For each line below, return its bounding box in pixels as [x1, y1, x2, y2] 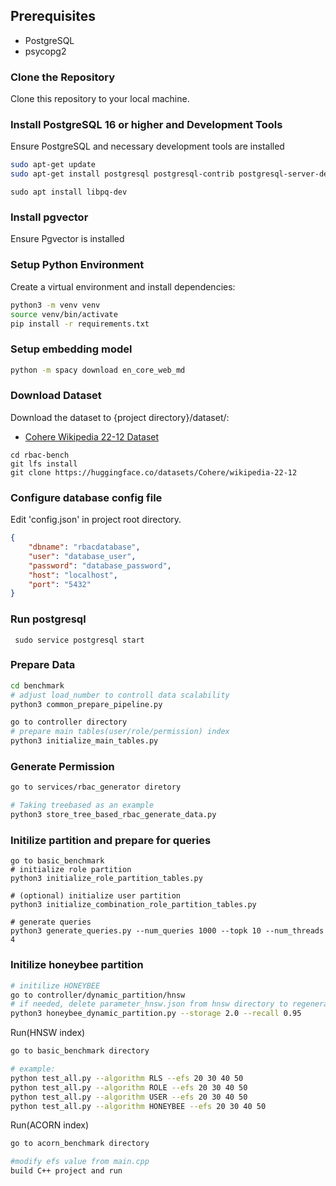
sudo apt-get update [10, 160, 97, 170]
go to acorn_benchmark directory [10, 1139, 150, 1149]
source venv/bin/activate [10, 309, 118, 319]
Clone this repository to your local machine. [10, 93, 190, 105]
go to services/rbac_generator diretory [10, 782, 182, 793]
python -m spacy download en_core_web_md [10, 365, 186, 375]
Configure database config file [10, 490, 163, 504]
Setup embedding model [10, 342, 133, 356]
